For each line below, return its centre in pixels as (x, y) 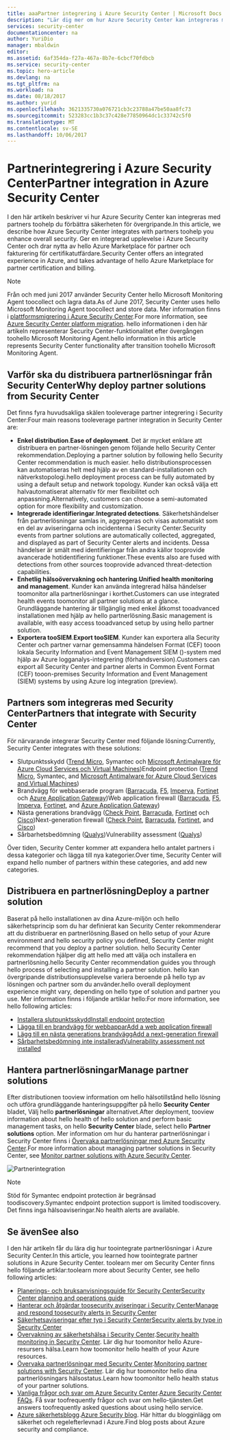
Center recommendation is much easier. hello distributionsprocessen (114, 462)
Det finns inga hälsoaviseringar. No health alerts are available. (93, 1210)
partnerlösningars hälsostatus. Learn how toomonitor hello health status (118, 1378)
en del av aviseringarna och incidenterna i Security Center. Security (112, 528)
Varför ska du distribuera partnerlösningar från (110, 375)
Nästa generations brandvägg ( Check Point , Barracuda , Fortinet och (113, 812)
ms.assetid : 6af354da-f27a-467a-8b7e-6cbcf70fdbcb (81, 58)
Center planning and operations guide (71, 1298)
